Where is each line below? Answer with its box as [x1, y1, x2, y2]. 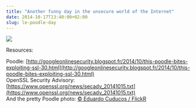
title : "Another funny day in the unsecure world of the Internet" [6, 8, 175, 15]
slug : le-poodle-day [6, 19, 57, 25]
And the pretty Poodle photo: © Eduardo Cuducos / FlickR [6, 95, 147, 103]
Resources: [6, 46, 33, 53]
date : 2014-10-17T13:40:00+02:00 [6, 14, 88, 20]
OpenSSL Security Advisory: [6, 77, 75, 84]
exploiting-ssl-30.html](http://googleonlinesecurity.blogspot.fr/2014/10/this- [6, 64, 190, 71]
